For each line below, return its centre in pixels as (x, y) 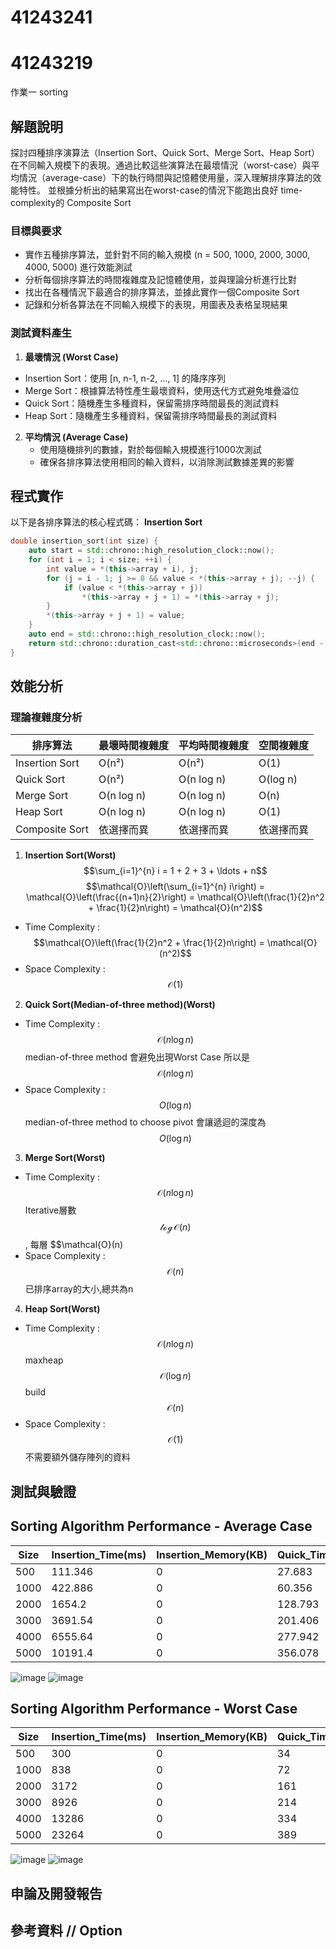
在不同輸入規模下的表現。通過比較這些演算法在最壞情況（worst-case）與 (161, 165)
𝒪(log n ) (175, 1376)
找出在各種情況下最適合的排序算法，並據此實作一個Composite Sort (162, 292)
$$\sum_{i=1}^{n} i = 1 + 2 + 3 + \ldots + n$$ (175, 871)
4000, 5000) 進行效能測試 (78, 267)
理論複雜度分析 (46, 718)
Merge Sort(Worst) (65, 1158)
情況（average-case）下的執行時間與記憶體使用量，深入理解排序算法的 (165, 177)
